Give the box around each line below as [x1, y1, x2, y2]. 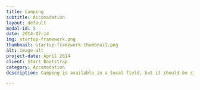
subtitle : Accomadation [6, 14, 65, 20]
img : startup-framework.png [6, 36, 76, 42]
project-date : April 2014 [6, 53, 70, 59]
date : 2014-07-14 [6, 31, 49, 37]
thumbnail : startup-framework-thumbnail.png [6, 42, 118, 48]
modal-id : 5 [6, 25, 36, 32]
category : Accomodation [6, 64, 65, 70]
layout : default [6, 20, 46, 26]
